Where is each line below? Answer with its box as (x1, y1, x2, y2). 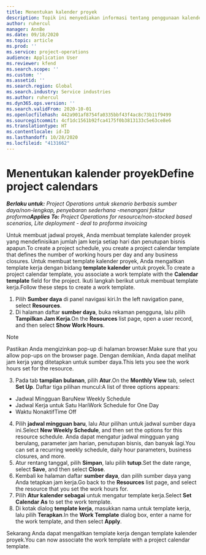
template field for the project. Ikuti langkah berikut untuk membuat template (6, 277, 198, 284)
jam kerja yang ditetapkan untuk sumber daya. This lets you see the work (6, 358, 189, 366)
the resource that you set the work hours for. (15, 485, 129, 492)
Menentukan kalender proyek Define (6, 166, 194, 180)
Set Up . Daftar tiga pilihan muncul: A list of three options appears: (15, 383, 180, 390)
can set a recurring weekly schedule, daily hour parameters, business (15, 446, 192, 453)
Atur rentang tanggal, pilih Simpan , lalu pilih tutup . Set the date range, (15, 459, 191, 466)
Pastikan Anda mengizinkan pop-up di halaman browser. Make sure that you (6, 345, 197, 353)
